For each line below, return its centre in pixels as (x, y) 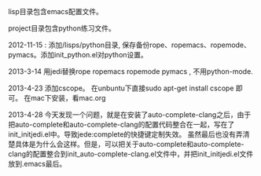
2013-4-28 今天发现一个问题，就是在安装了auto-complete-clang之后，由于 (130, 115)
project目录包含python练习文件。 (62, 28)
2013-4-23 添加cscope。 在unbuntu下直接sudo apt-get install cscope (121, 88)
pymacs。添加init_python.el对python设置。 (78, 55)
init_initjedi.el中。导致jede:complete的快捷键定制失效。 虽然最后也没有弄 (126, 134)
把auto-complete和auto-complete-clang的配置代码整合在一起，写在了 (121, 125)
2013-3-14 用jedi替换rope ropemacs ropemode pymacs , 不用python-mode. (130, 71)
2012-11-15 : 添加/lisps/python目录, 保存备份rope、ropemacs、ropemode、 (130, 45)
